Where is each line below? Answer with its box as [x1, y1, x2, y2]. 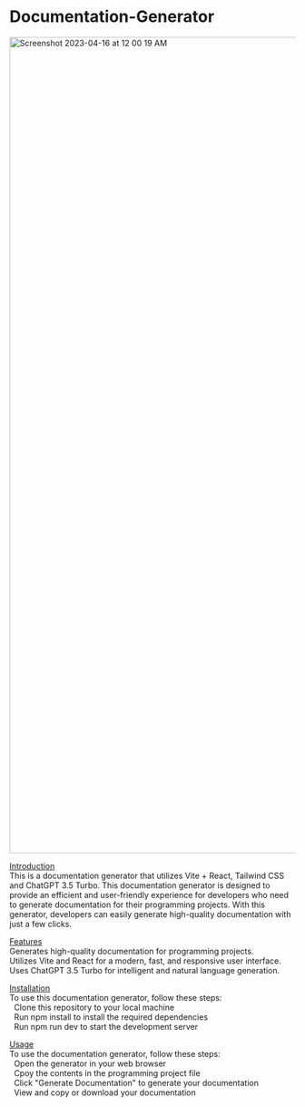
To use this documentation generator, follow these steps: [9, 992, 222, 1003]
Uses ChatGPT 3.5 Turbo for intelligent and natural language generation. [9, 964, 280, 975]
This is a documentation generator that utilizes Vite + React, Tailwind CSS [9, 870, 284, 881]
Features [9, 935, 43, 946]
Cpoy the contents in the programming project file [13, 1067, 202, 1078]
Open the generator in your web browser [13, 1058, 166, 1069]
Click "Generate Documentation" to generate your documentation [13, 1077, 260, 1088]
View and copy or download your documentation [13, 1087, 197, 1098]
